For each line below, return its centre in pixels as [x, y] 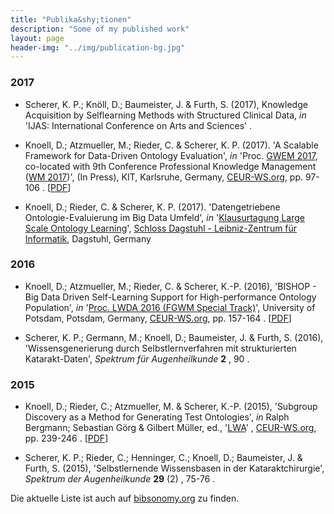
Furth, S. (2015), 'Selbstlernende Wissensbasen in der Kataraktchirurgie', [174, 468]
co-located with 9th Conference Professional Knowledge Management [170, 166]
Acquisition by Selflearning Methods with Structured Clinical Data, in [165, 115]
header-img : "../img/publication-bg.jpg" [98, 47]
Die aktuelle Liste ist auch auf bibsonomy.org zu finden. [125, 498]
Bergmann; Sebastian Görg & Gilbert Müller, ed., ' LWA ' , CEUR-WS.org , [170, 428]
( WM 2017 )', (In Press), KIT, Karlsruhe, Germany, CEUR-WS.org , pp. [163, 177]
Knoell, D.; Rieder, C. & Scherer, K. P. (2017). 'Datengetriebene [152, 207]
